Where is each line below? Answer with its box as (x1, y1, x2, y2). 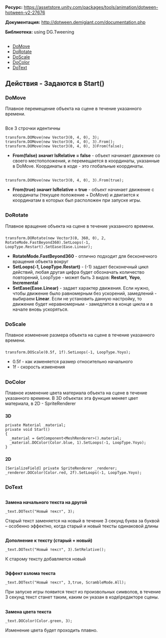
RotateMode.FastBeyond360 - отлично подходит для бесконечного (12, 253, 157, 259)
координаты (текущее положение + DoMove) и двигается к (12, 192, 139, 198)
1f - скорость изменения (12, 364, 65, 370)
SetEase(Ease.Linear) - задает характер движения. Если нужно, (12, 285, 150, 291)
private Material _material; (5, 422, 66, 427)
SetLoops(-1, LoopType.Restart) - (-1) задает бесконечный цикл (12, 264, 149, 270)
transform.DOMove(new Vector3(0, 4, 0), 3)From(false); (5, 144, 124, 149)
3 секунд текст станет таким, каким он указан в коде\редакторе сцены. (5, 594, 159, 600)
